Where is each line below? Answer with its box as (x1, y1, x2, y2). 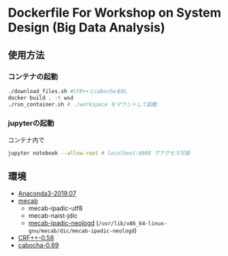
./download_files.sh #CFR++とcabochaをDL (8, 88, 128, 95)
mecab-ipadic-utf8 (28, 204, 83, 213)
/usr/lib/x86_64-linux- (98, 221, 168, 227)
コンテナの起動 (8, 72, 58, 81)
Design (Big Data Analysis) (8, 19, 165, 35)
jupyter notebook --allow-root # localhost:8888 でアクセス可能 (8, 150, 190, 157)
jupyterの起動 (8, 118, 55, 128)
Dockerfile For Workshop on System (8, 5, 222, 21)
